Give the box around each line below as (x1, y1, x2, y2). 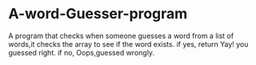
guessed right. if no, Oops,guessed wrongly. (8, 48, 154, 57)
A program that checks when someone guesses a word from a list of (8, 31, 234, 40)
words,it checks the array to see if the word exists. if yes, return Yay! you (8, 39, 249, 48)
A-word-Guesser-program (8, 5, 188, 23)
